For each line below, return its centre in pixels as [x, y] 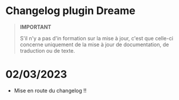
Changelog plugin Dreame [70, 11]
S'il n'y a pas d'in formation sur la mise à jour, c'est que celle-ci [97, 38]
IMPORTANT [36, 27]
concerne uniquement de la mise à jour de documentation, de [94, 44]
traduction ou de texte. [48, 50]
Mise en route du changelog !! [50, 90]
